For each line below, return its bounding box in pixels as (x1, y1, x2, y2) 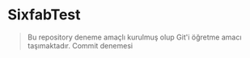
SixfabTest (7, 6, 81, 24)
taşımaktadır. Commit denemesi (27, 40, 133, 50)
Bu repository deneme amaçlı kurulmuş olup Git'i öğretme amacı (27, 32, 242, 42)
